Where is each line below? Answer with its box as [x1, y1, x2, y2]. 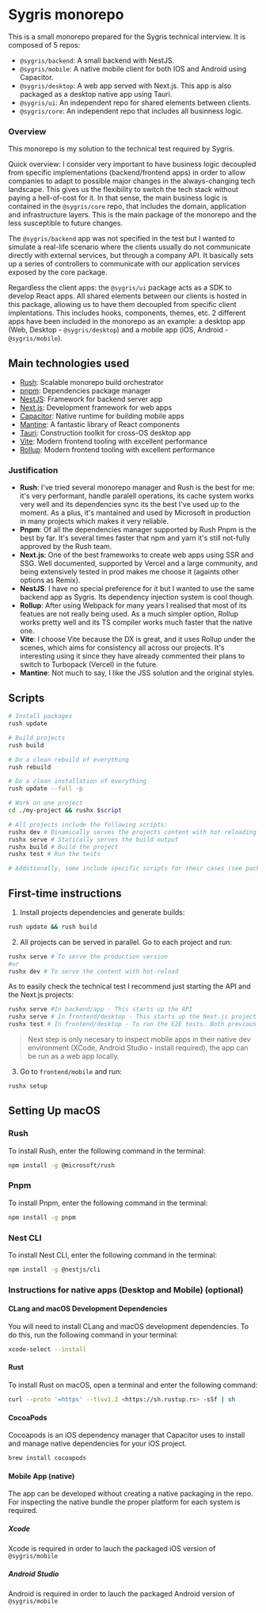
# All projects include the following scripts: [8, 820, 169, 828]
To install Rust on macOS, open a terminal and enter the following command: [8, 1381, 258, 1390]
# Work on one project [8, 799, 83, 807]
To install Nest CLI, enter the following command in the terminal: [8, 1250, 218, 1259]
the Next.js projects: [8, 990, 74, 1000]
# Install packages [8, 712, 73, 720]
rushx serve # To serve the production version [8, 952, 169, 961]
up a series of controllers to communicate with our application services [8, 259, 241, 269]
